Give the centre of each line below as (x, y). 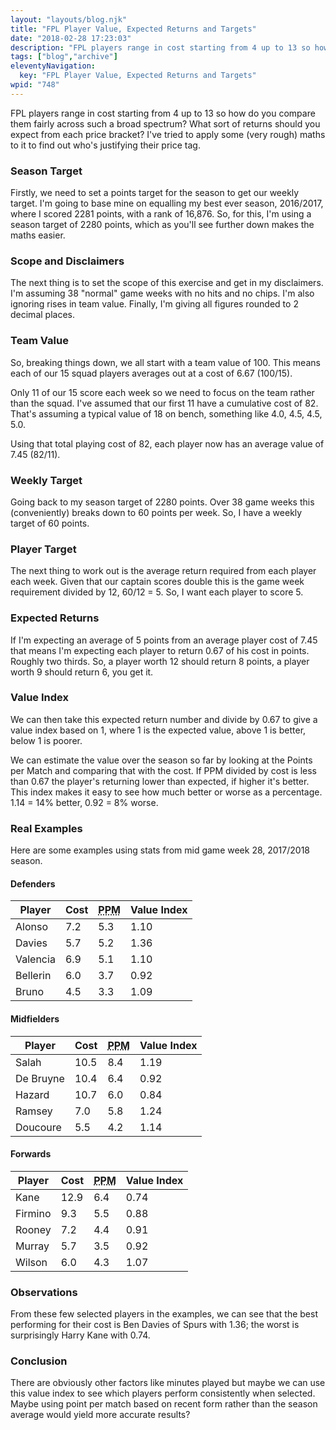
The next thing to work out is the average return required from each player (163, 571)
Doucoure (38, 1127)
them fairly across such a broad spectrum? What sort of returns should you (165, 123)
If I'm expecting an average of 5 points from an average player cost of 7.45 (164, 640)
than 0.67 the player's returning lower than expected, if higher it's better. (160, 781)
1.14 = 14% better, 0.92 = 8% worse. (84, 802)
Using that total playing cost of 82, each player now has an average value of (167, 443)
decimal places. (42, 315)
